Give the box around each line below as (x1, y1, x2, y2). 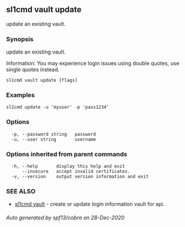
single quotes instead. (6, 66, 60, 73)
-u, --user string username (11, 136, 96, 142)
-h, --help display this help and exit (11, 163, 125, 169)
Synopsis (6, 35, 34, 43)
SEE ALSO (6, 187, 36, 195)
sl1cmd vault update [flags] (6, 78, 78, 84)
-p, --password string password (11, 131, 96, 137)
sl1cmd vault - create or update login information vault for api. (14, 201, 165, 208)
